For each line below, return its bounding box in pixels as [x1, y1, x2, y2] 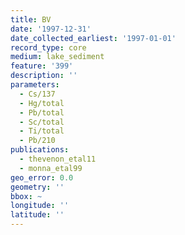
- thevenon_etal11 [19, 154, 97, 164]
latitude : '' [10, 210, 65, 220]
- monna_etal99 [19, 163, 83, 173]
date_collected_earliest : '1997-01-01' [10, 33, 177, 43]
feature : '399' [10, 61, 74, 71]
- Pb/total [19, 107, 65, 118]
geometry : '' [10, 182, 65, 192]
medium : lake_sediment [10, 52, 105, 62]
